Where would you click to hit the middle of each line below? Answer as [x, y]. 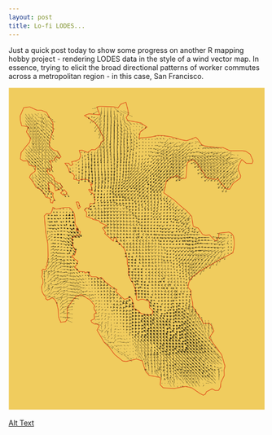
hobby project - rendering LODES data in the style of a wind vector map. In [134, 59]
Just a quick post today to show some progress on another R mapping [126, 50]
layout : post [31, 17]
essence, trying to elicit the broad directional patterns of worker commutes [134, 67]
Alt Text [22, 423]
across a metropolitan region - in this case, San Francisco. [106, 76]
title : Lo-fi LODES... [47, 26]
